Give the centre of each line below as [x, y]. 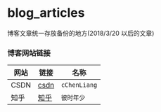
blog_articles [46, 13]
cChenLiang [79, 85]
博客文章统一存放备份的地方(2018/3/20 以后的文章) [81, 33]
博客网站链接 [29, 52]
